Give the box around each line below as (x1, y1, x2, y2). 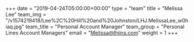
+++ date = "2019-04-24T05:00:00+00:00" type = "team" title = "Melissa (5, 5, 183, 12)
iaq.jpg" (5, 23, 24, 30)
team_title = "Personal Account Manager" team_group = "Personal (25, 23, 185, 30)
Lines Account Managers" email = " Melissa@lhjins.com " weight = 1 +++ (5, 29, 178, 36)
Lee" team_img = (5, 11, 47, 18)
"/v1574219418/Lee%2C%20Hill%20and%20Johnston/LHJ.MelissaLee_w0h (5, 17, 189, 24)
